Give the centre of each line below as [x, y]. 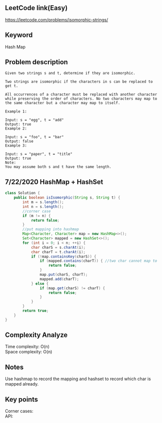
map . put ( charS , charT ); [64, 275]
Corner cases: [19, 411]
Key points [22, 399]
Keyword [19, 35]
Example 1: [16, 111]
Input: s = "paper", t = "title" [39, 154]
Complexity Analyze [36, 335]
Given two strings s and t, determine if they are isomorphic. [70, 73]
